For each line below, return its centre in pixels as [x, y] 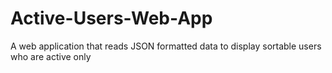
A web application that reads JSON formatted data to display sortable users [166, 46]
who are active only [51, 56]
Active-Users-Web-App [111, 18]
